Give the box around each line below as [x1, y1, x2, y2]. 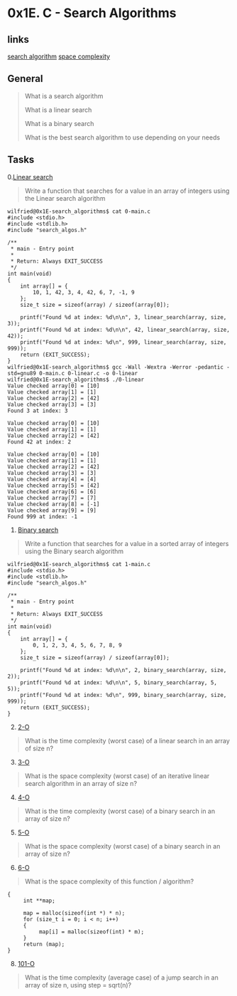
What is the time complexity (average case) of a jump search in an [24, 973, 219, 982]
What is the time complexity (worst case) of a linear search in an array [24, 736, 231, 745]
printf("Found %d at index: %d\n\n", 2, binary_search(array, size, [20, 666, 227, 673]
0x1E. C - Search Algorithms [7, 5, 177, 21]
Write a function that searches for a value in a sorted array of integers [24, 539, 229, 547]
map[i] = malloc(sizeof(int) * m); [38, 928, 144, 935]
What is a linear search [24, 105, 92, 114]
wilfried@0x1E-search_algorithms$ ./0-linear [7, 376, 144, 383]
